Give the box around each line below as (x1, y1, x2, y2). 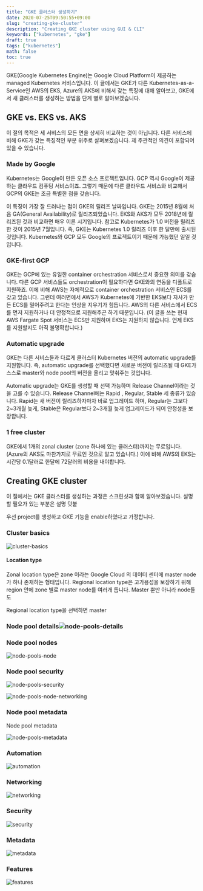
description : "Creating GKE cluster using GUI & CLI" (6, 26, 145, 32)
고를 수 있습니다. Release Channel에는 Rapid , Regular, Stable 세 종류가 (12, 390, 185, 397)
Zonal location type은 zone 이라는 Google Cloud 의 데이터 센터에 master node (6, 571, 196, 578)
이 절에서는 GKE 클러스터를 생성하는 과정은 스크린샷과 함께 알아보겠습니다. (6, 493, 182, 500)
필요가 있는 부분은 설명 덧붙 (12, 500, 78, 507)
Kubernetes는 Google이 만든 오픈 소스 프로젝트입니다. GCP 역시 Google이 (6, 174, 184, 182)
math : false (6, 49, 36, 55)
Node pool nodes (6, 638, 58, 647)
